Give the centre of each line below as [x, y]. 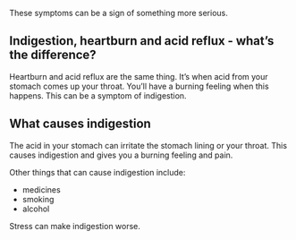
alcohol [36, 209]
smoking [38, 199]
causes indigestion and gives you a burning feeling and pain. [121, 155]
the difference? [53, 55]
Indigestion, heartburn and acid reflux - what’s [142, 41]
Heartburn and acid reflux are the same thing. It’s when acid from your [139, 76]
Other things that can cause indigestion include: [97, 172]
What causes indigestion [80, 124]
